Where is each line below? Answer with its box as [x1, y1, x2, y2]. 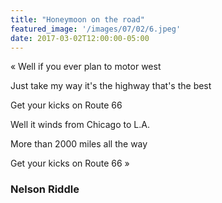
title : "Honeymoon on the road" [10, 14, 145, 25]
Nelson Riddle [10, 182, 80, 196]
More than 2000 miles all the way [10, 138, 148, 150]
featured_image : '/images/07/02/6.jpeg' [10, 24, 182, 34]
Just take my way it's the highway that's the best [10, 80, 212, 92]
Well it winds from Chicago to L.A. [10, 119, 150, 131]
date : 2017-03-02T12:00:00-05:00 [10, 33, 150, 43]
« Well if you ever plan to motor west [10, 61, 162, 73]
